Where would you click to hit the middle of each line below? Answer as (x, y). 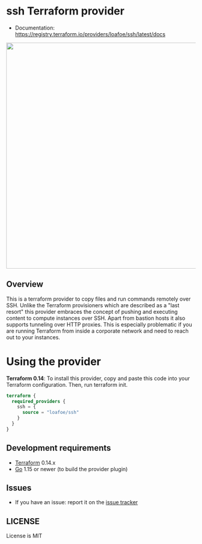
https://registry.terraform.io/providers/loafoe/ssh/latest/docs (90, 34)
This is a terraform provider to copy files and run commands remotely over (99, 299)
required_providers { (39, 401)
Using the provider (54, 361)
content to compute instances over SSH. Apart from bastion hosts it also (96, 318)
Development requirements (59, 448)
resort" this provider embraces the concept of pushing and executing (92, 311)
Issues (19, 488)
